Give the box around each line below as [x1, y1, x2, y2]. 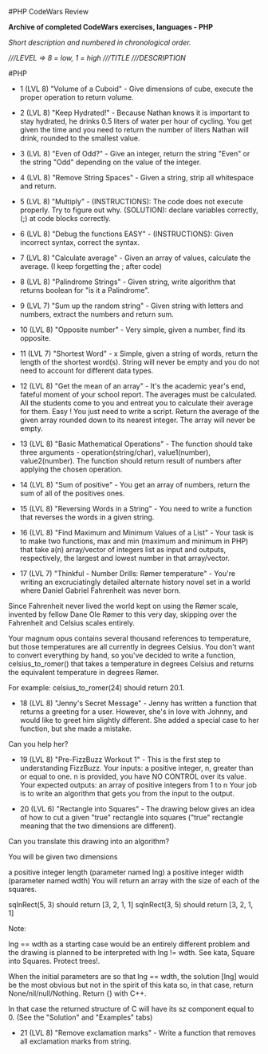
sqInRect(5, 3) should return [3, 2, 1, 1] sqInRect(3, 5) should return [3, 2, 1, [8, 900, 254, 909]
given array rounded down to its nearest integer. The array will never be [19, 415, 256, 424]
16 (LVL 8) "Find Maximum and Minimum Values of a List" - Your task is [19, 528, 254, 537]
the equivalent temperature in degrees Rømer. [8, 668, 160, 677]
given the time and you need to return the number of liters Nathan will [19, 125, 249, 134]
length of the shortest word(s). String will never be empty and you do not [19, 357, 260, 366]
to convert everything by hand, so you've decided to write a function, [8, 650, 236, 660]
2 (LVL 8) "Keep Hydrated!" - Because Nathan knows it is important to [19, 108, 250, 117]
